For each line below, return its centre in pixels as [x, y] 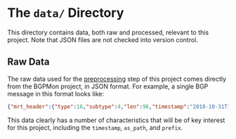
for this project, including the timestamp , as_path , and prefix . [95, 127]
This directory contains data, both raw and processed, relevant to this [108, 32]
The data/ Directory [66, 13]
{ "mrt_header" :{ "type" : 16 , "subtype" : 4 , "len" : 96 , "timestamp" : [99, 107]
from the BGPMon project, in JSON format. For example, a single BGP [108, 86]
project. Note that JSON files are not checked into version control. [103, 39]
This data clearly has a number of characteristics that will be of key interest [116, 120]
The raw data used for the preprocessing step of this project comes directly [117, 79]
